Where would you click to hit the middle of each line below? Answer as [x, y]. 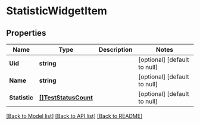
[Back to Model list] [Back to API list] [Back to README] [74, 116]
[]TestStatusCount [66, 98]
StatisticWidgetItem [57, 11]
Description [115, 50]
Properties [26, 33]
